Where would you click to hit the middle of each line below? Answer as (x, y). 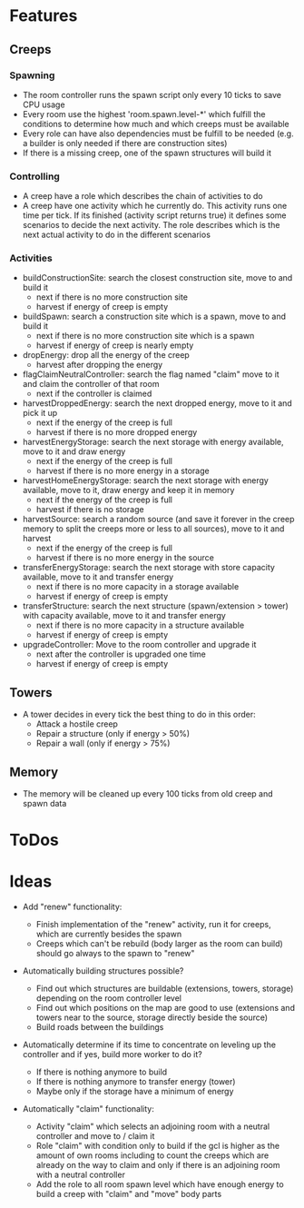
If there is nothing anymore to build (102, 1072)
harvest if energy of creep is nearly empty (115, 345)
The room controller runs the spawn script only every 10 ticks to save (152, 94)
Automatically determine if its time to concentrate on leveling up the (149, 1045)
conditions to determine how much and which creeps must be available (156, 124)
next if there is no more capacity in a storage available (137, 587)
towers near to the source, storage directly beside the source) (152, 1017)
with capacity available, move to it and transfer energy (124, 616)
